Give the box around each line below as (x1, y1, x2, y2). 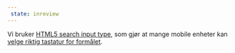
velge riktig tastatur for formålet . (7, 37, 103, 46)
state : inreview (10, 10, 59, 18)
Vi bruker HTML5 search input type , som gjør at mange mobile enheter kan (7, 30, 229, 38)
